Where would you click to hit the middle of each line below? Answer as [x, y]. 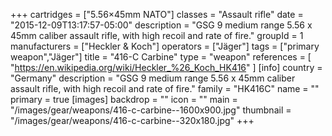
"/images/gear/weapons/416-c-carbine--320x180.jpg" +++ [132, 120]
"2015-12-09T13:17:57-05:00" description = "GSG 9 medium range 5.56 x [161, 25]
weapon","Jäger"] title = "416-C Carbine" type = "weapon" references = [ [161, 57]
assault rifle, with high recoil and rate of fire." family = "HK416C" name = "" [165, 88]
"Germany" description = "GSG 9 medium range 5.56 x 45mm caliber [153, 78]
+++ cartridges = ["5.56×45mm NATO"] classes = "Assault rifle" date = [157, 14]
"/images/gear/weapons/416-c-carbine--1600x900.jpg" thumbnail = [151, 110]
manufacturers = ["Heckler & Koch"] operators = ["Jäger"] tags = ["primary [165, 46]
